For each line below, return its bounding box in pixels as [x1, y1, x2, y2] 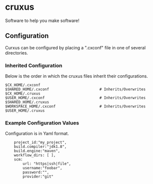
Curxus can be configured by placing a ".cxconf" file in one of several [5, 44, 146, 50]
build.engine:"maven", [14, 148, 60, 154]
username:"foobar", [23, 165, 63, 171]
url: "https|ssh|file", [23, 162, 71, 166]
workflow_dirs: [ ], [14, 153, 56, 158]
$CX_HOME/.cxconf [5, 82, 41, 88]
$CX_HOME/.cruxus [5, 91, 41, 96]
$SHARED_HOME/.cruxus [5, 100, 50, 105]
